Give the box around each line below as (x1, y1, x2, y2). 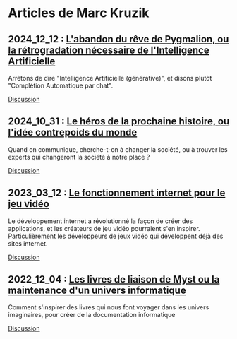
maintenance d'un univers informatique (8, 285, 186, 297)
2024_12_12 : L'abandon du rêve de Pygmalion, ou (8, 33, 229, 45)
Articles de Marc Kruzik (8, 5, 150, 21)
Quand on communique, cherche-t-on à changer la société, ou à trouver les (8, 145, 228, 153)
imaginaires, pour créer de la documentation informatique (8, 311, 176, 319)
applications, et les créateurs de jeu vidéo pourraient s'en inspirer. (8, 224, 200, 232)
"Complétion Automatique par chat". (8, 81, 114, 90)
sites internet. (8, 239, 48, 248)
